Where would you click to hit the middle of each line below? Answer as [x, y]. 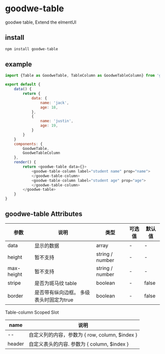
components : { [28, 144]
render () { [25, 162]
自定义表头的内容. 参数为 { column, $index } [79, 344]
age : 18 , [49, 107]
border [15, 295]
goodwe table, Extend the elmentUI [41, 22]
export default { [23, 85]
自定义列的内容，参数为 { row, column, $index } [83, 335]
